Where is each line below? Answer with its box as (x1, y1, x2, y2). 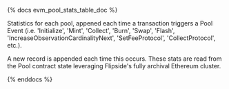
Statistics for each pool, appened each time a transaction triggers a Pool (7, 19, 213, 27)
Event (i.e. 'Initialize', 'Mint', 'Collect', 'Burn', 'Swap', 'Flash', (7, 27, 175, 34)
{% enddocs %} (7, 75, 53, 83)
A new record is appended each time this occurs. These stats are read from (7, 55, 222, 63)
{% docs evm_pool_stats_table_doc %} (7, 6, 118, 14)
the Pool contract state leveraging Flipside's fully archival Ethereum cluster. (7, 62, 221, 70)
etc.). (7, 41, 22, 49)
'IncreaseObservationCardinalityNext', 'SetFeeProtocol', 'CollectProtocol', (7, 34, 216, 42)
